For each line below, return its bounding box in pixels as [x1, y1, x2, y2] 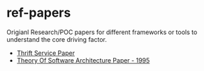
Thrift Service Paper [16, 49, 75, 57]
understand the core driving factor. [6, 35, 108, 43]
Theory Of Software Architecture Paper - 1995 [16, 56, 150, 64]
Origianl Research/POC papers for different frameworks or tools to [6, 28, 198, 36]
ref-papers [6, 5, 71, 21]
